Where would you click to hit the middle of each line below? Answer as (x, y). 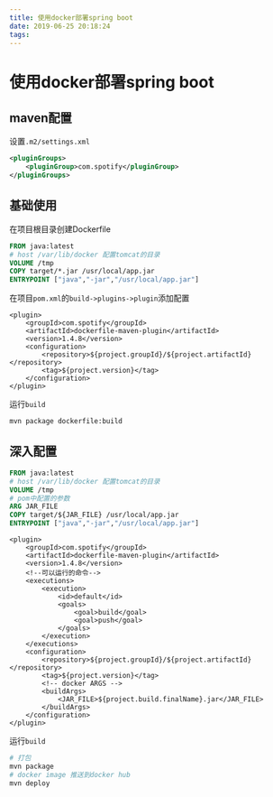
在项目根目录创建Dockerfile (60, 229)
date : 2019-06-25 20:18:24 (60, 26)
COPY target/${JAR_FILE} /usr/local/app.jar (94, 515)
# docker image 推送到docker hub (70, 774)
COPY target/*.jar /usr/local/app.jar (82, 272)
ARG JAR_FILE (34, 506)
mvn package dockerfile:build (66, 422)
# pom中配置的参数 (40, 498)
